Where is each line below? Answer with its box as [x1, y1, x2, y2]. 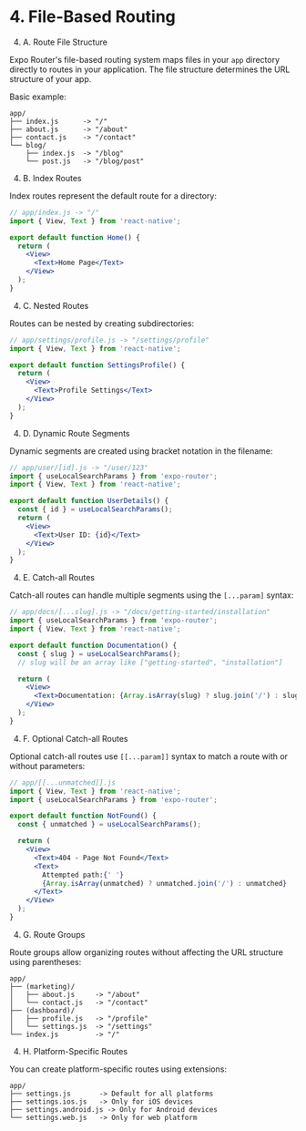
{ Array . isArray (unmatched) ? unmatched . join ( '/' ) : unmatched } [42, 879, 287, 888]
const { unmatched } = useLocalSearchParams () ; [17, 820, 202, 829]
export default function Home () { [9, 232, 141, 242]
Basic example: [9, 91, 66, 102]
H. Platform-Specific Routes [22, 1045, 128, 1056]
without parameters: [9, 760, 86, 771]
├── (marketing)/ [9, 982, 76, 991]
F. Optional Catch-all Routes [22, 733, 128, 744]
